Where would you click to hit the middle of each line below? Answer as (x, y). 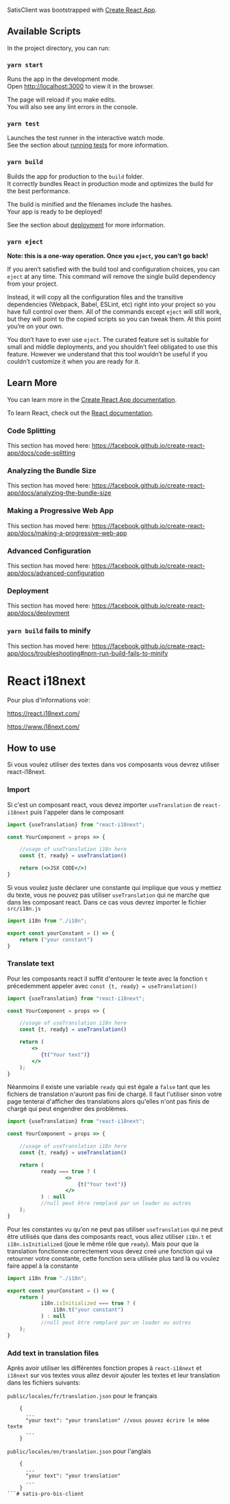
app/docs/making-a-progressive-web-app (67, 533)
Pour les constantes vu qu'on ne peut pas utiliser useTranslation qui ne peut (115, 1229)
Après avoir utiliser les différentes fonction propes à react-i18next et (104, 1368)
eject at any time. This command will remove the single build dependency (112, 276)
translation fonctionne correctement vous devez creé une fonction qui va (110, 1251)
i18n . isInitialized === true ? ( (88, 1303)
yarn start (25, 65)
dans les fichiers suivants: (44, 1382)
